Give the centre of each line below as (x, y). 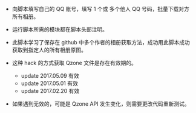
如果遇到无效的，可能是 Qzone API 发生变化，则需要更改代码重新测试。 (101, 104)
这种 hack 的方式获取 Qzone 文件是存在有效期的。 (74, 63)
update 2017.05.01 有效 (50, 83)
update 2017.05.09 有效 (50, 76)
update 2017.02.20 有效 (50, 91)
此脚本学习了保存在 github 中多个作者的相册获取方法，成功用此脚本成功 (101, 42)
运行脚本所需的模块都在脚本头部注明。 (60, 29)
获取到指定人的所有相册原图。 (49, 50)
